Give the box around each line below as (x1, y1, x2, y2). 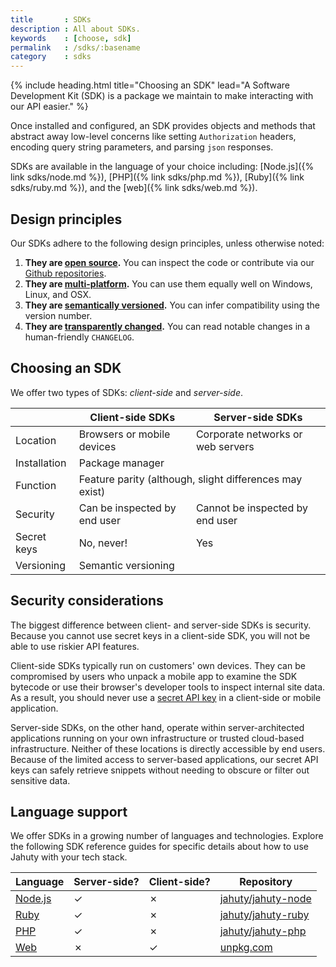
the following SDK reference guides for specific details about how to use (10, 841, 309, 853)
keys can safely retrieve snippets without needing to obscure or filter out (10, 764, 310, 776)
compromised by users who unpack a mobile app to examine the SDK (10, 670, 298, 682)
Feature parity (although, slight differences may (78, 472, 303, 486)
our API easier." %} (10, 101, 89, 113)
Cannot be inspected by (195, 501, 309, 515)
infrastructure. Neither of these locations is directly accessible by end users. (10, 742, 326, 755)
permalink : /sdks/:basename (10, 42, 141, 53)
